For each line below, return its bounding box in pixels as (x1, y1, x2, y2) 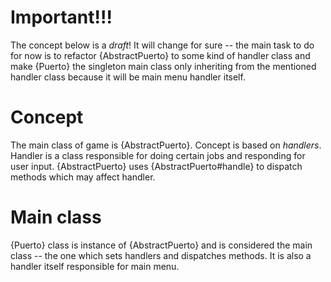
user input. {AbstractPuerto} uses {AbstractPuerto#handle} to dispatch (10, 160, 303, 172)
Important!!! (10, 6, 113, 29)
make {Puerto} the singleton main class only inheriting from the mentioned (10, 60, 317, 72)
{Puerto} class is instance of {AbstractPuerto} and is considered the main (10, 239, 313, 251)
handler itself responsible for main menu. (10, 260, 180, 272)
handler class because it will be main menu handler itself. (10, 71, 246, 83)
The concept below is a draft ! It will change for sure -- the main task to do (10, 39, 315, 51)
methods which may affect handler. (10, 171, 156, 183)
